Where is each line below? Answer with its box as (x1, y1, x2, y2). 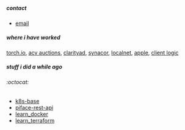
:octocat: (6, 78, 29, 85)
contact (6, 4, 27, 12)
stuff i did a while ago (6, 63, 62, 70)
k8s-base (15, 97, 40, 104)
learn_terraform (15, 117, 55, 124)
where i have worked (6, 34, 61, 41)
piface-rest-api (15, 104, 54, 111)
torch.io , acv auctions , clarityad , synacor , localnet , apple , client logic (6, 49, 179, 56)
